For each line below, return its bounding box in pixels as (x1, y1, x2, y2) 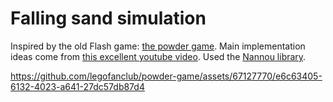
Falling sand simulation (10, 7, 207, 30)
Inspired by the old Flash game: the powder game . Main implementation (10, 40, 306, 52)
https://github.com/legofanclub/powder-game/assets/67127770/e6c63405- (10, 70, 323, 82)
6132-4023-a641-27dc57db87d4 (10, 80, 145, 92)
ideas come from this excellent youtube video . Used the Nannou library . (10, 50, 307, 62)
